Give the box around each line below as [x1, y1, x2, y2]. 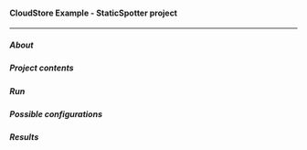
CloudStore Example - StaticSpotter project [9, 7, 178, 18]
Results [9, 132, 39, 143]
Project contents [9, 62, 75, 73]
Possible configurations [9, 108, 103, 119]
